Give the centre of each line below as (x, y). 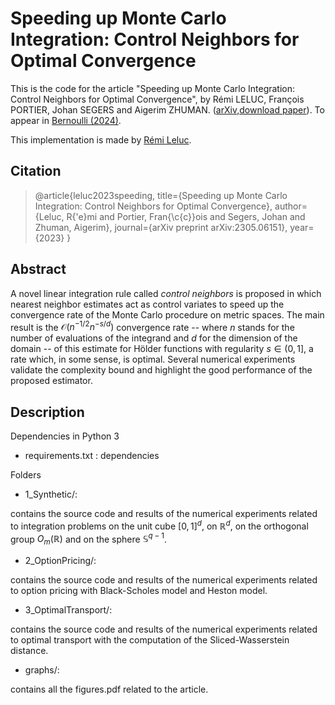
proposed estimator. (51, 381)
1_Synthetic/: (51, 494)
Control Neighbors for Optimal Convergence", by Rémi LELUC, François (157, 99)
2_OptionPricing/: (60, 561)
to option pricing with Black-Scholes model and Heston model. (139, 591)
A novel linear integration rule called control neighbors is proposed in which (166, 293)
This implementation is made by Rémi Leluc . (101, 139)
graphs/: (42, 670)
